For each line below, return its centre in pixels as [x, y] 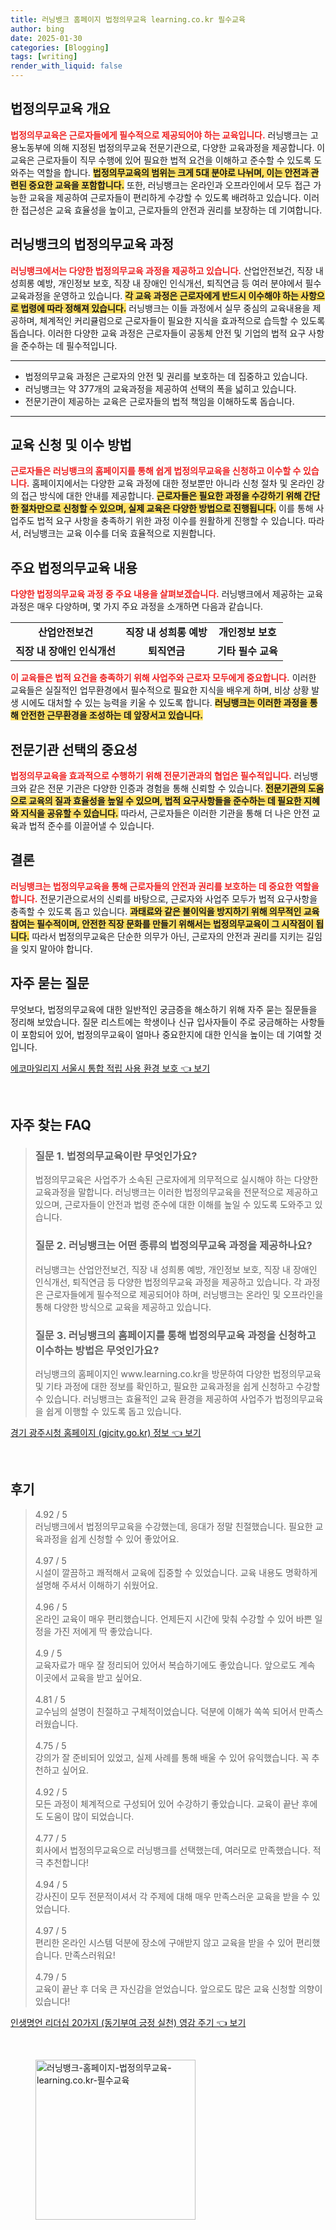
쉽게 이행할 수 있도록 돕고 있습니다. [113, 1411]
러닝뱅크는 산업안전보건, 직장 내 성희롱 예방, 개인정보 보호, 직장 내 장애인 [176, 1269]
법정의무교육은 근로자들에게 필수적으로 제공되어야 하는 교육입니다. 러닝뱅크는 [159, 135]
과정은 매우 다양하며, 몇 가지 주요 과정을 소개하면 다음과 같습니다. [137, 607]
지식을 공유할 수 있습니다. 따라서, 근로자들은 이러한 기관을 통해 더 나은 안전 [165, 813]
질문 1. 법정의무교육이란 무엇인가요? [116, 1156]
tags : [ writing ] [44, 57]
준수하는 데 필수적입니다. [69, 345]
